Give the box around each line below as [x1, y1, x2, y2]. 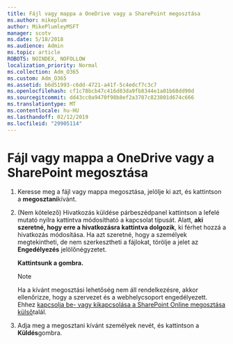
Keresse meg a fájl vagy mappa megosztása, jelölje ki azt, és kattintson [17, 188, 222, 196]
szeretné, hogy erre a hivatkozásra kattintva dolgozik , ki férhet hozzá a [17, 223, 227, 231]
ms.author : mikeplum [7, 17, 67, 24]
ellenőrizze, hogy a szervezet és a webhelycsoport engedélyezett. [17, 293, 208, 302]
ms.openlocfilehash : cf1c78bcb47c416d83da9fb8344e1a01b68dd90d [7, 88, 195, 95]
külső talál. [17, 308, 47, 316]
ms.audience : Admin [7, 42, 64, 49]
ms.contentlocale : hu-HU [7, 107, 79, 114]
